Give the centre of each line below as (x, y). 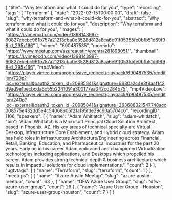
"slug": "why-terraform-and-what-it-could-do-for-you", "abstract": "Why (82, 18)
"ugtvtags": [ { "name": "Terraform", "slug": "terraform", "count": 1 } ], (79, 170)
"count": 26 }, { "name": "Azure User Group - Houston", (105, 187)
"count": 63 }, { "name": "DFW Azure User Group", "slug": (86, 181)
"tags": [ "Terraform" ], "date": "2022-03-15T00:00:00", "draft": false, (79, 13)
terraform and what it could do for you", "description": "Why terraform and (84, 24)
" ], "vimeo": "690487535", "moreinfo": (74, 45)
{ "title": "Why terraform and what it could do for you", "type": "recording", (84, 7)
